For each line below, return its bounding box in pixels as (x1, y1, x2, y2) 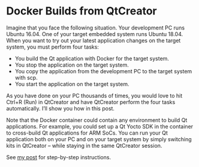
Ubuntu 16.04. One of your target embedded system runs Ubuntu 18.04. (6, 30, 183, 37)
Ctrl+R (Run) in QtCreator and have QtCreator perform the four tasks (6, 98, 176, 106)
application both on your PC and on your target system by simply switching (6, 135, 192, 142)
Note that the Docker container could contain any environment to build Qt (6, 116, 188, 124)
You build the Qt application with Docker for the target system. (14, 55, 170, 62)
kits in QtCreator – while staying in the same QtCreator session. (6, 142, 162, 149)
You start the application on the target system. (14, 80, 129, 88)
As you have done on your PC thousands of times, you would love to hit (6, 92, 183, 99)
